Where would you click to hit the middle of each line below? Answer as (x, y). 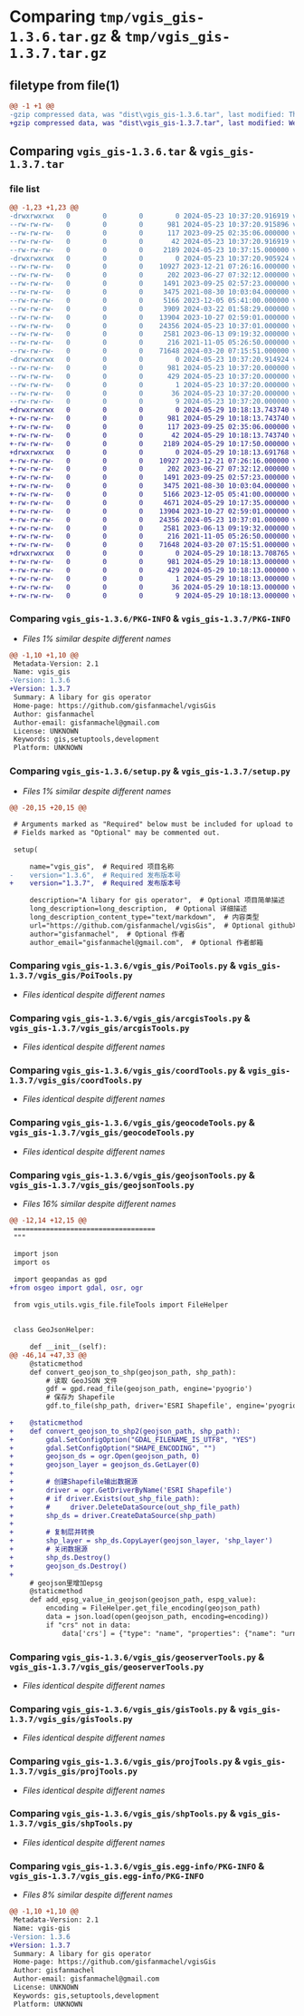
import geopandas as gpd (60, 1280)
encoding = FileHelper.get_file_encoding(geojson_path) (153, 1608)
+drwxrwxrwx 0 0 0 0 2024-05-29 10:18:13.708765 (149, 554)
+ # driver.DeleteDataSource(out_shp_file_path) (125, 1507)
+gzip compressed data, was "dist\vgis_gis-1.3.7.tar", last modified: (147, 123)
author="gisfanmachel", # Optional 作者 (107, 934)
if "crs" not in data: (88, 1625)
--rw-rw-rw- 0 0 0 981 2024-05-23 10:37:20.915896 (149, 225)
